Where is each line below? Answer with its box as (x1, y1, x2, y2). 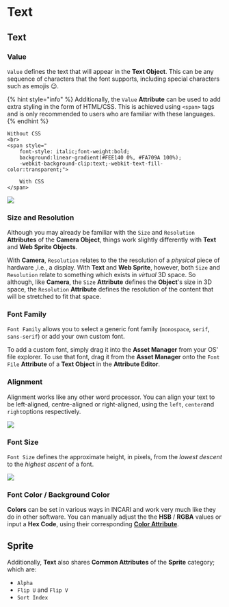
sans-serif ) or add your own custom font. (7, 333, 125, 341)
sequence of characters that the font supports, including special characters (7, 75, 220, 83)
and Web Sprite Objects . (7, 243, 78, 251)
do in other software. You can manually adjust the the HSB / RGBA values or (7, 513, 221, 521)
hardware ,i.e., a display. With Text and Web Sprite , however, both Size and (7, 263, 221, 272)
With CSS (19, 178, 44, 185)
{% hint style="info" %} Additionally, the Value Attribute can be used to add (7, 95, 221, 103)
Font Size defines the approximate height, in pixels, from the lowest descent (7, 453, 222, 461)
